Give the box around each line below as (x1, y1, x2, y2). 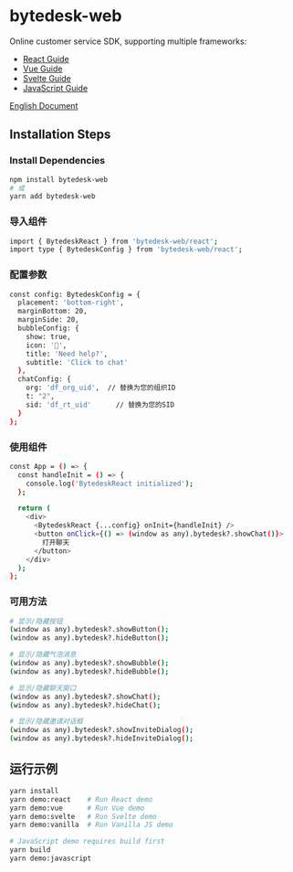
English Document (9, 100, 78, 111)
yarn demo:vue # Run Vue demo (9, 803, 145, 813)
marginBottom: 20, (17, 307, 89, 316)
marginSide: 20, (17, 315, 79, 324)
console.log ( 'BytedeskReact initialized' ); (26, 479, 194, 488)
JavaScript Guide (22, 82, 89, 93)
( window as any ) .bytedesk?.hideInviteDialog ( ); (9, 734, 194, 743)
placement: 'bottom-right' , (17, 298, 125, 307)
